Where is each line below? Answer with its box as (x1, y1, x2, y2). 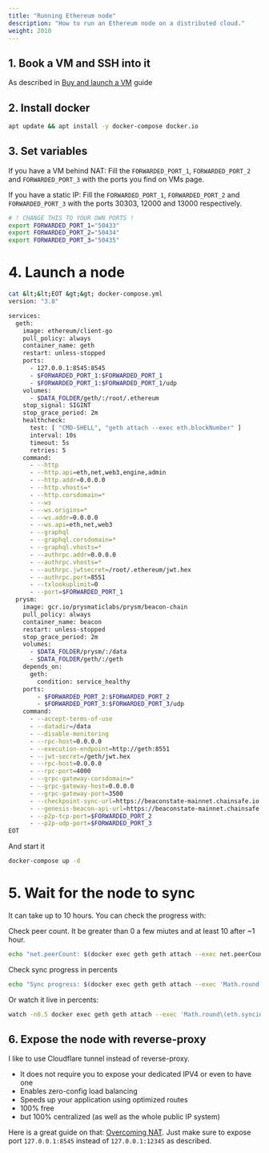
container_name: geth (22, 342, 94, 350)
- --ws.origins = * (29, 506, 88, 514)
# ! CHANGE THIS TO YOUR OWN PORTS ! (8, 214, 134, 222)
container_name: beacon (22, 617, 102, 626)
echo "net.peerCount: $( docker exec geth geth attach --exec (8, 950, 217, 958)
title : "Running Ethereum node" (8, 11, 116, 20)
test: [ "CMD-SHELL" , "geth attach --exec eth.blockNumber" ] (29, 424, 242, 432)
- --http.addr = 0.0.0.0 (29, 476, 106, 484)
